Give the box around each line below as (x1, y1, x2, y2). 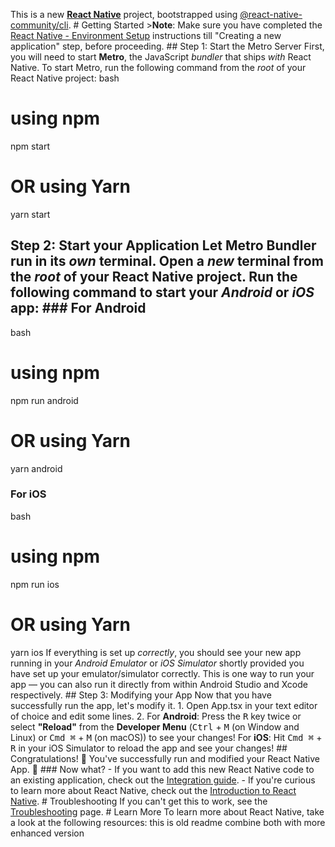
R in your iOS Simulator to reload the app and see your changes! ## (10, 742, 288, 754)
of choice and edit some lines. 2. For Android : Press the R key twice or (10, 710, 302, 722)
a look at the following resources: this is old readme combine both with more (10, 816, 326, 828)
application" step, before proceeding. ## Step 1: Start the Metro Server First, (10, 40, 325, 52)
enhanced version (10, 827, 85, 839)
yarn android (10, 462, 63, 474)
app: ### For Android (10, 300, 147, 317)
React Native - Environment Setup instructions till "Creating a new (10, 30, 282, 41)
